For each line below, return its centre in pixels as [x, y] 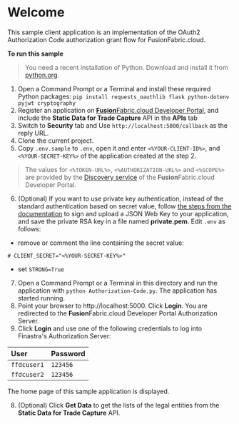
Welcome [36, 12]
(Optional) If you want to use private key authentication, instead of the [121, 198]
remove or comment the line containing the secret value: [101, 243]
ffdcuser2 [27, 374]
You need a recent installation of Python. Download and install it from [126, 67]
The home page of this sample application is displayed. [88, 391]
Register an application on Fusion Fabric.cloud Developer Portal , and [118, 110]
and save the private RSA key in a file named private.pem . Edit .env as [122, 221]
